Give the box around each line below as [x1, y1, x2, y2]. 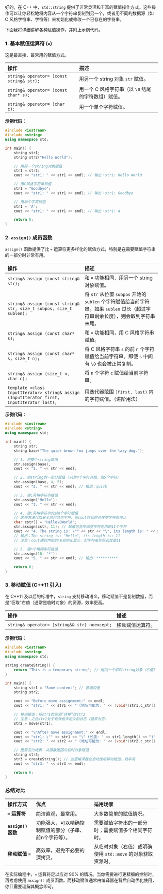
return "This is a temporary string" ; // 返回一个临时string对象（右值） [14, 667, 157, 672]
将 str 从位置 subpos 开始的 [84, 291, 147, 298]
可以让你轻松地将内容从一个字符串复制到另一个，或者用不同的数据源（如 [9, 10, 154, 16]
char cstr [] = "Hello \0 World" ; [14, 520, 77, 525]
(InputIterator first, [7, 395, 60, 401]
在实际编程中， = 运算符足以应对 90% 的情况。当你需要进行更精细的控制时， [5, 871, 157, 877]
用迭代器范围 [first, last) [84, 389, 148, 395]
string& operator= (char [7, 101, 65, 107]
